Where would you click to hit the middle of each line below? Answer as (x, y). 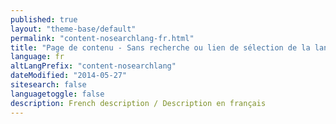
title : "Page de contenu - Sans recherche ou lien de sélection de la (160, 47)
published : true (44, 19)
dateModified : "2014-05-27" (69, 76)
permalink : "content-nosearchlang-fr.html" (102, 38)
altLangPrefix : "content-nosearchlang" (93, 66)
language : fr (37, 57)
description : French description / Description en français (138, 103)
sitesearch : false (48, 85)
